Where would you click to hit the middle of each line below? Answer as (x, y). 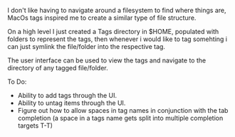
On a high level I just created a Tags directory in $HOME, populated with (113, 32)
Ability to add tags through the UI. (67, 95)
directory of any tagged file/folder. (58, 68)
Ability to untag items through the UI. (72, 103)
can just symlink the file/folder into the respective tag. (87, 46)
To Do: (17, 82)
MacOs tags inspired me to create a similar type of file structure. (102, 18)
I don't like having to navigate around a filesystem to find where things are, (117, 10)
